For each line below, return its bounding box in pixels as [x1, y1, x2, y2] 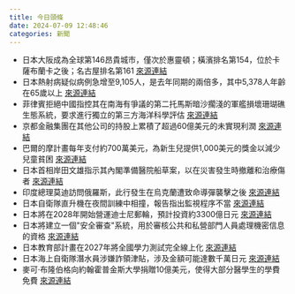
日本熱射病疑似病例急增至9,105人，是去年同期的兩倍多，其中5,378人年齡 [21, 77, 286, 87]
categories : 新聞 [9, 29, 71, 38]
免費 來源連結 [21, 275, 72, 286]
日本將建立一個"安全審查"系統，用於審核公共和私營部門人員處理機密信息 [21, 220, 285, 230]
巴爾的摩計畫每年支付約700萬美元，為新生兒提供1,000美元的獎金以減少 [21, 143, 281, 154]
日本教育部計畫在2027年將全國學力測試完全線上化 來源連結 [21, 242, 237, 253]
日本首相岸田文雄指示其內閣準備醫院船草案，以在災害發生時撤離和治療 [21, 165, 278, 176]
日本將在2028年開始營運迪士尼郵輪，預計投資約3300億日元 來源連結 [21, 209, 272, 220]
